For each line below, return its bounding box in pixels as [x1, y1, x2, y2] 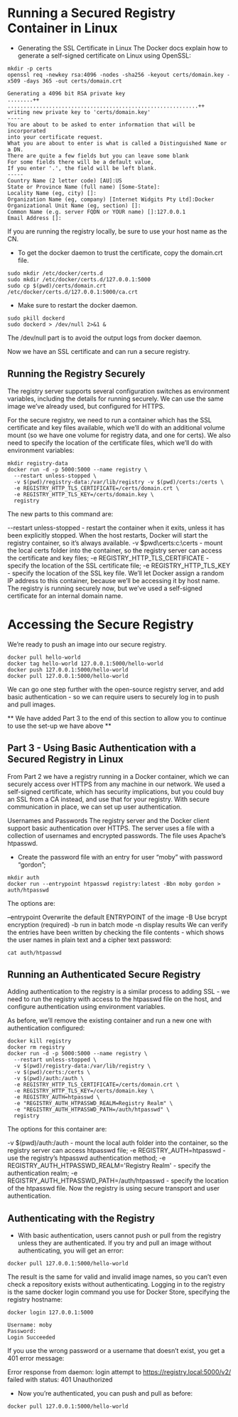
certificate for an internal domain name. [7, 591, 123, 600]
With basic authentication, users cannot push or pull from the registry [17, 1231, 222, 1240]
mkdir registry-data [7, 459, 69, 467]
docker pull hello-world [7, 654, 81, 661]
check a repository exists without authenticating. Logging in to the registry [7, 1280, 225, 1289]
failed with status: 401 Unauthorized [7, 1376, 113, 1384]
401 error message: [7, 1354, 65, 1363]
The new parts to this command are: [7, 509, 114, 518]
